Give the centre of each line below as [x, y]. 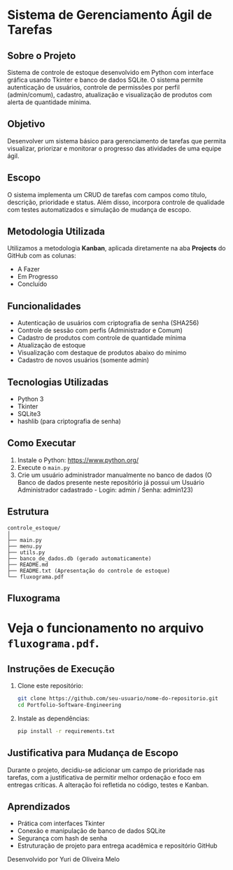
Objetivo [26, 124]
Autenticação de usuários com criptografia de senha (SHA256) [108, 323]
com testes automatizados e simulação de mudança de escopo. [99, 209]
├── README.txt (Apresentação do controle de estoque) [89, 571]
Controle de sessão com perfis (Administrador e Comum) [100, 330]
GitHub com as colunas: [42, 256]
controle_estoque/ [34, 528]
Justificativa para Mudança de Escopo [93, 753]
